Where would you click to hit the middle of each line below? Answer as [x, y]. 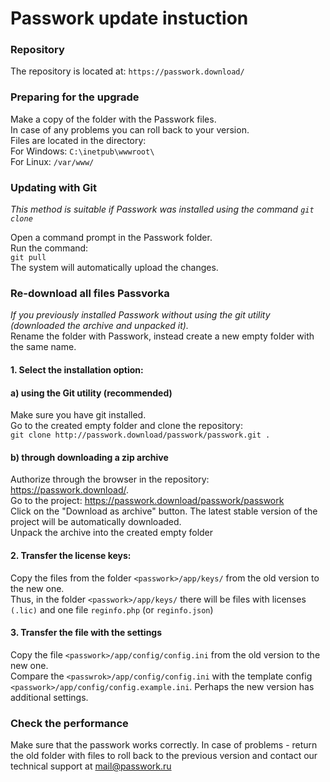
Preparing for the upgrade [75, 97]
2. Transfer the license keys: [71, 555]
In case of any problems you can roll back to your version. [130, 129]
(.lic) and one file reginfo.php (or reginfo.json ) [112, 609]
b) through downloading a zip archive [89, 457]
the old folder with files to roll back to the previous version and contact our [164, 756]
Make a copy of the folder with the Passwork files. [113, 119]
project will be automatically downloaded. [96, 522]
